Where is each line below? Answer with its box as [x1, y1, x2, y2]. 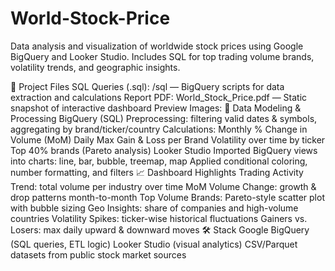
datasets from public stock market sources [10, 248, 187, 261]
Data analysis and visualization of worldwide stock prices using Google [10, 40, 304, 52]
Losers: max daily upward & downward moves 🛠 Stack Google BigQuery [10, 223, 310, 236]
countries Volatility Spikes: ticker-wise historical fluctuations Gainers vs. [10, 212, 308, 224]
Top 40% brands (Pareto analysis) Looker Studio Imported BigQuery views [10, 144, 318, 156]
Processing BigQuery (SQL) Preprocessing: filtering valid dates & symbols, [10, 112, 318, 124]
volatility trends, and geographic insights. [10, 61, 181, 73]
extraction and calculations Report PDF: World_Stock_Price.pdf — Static [10, 91, 308, 103]
